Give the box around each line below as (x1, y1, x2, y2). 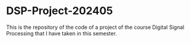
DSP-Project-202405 (6, 4, 113, 18)
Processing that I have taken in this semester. (6, 29, 117, 37)
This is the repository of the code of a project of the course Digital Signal (6, 24, 185, 31)
